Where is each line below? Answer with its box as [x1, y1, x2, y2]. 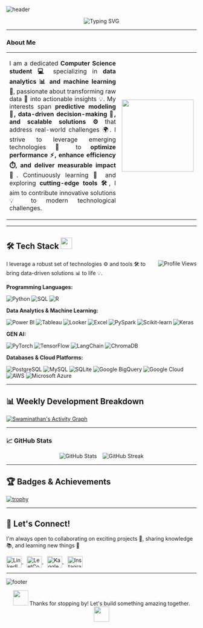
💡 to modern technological [9, 196, 116, 205]
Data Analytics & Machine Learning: [6, 307, 98, 315]
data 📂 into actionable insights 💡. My [9, 95, 116, 103]
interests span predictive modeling [9, 102, 116, 111]
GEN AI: [6, 330, 27, 338]
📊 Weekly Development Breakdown [6, 396, 144, 406]
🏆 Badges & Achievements [6, 476, 111, 487]
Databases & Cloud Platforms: [6, 354, 83, 361]
